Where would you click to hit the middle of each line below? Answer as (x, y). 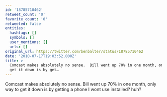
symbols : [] (22, 38)
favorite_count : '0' (27, 19)
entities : (15, 28)
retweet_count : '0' (25, 14)
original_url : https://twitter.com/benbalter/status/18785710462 (74, 51)
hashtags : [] (23, 33)
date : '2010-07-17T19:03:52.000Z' (41, 56)
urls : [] (19, 47)
